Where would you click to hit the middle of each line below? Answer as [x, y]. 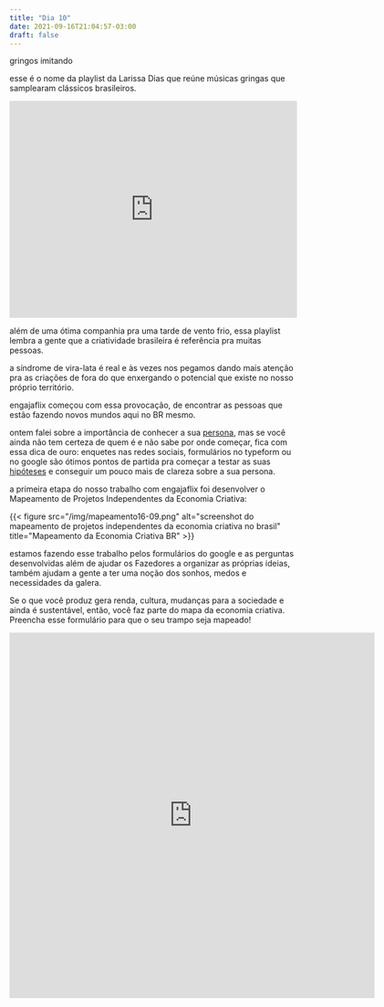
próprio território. [42, 387]
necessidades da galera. [56, 583]
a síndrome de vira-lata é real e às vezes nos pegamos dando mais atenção [151, 368]
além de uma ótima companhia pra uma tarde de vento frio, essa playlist [145, 331]
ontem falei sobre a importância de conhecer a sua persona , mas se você [147, 433]
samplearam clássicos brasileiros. [73, 89]
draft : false [34, 35]
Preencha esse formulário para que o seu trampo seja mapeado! [130, 620]
